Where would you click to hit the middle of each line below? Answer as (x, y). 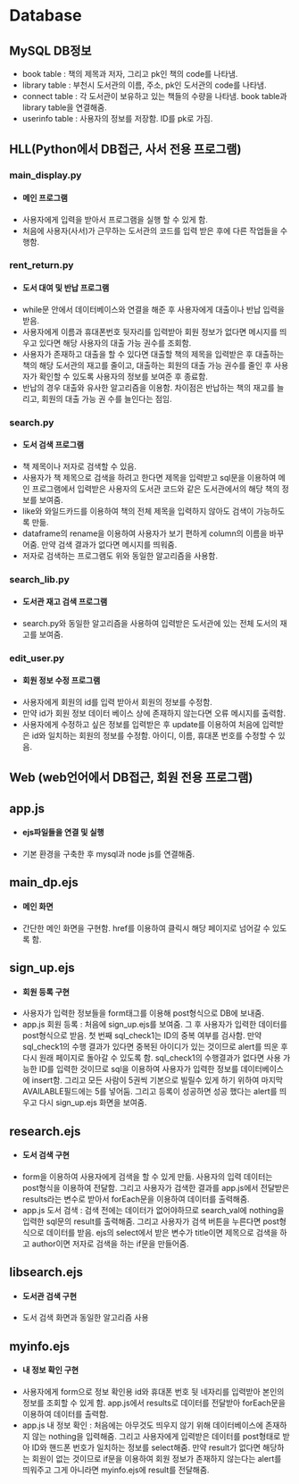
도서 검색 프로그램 (53, 445)
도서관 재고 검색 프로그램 (65, 602)
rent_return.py (42, 265)
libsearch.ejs (46, 1273)
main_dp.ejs (44, 882)
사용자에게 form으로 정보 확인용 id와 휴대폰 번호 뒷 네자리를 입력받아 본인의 (153, 1391)
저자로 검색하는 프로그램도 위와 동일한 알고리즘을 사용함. (120, 556)
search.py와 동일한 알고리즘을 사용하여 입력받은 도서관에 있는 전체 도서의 (150, 623)
